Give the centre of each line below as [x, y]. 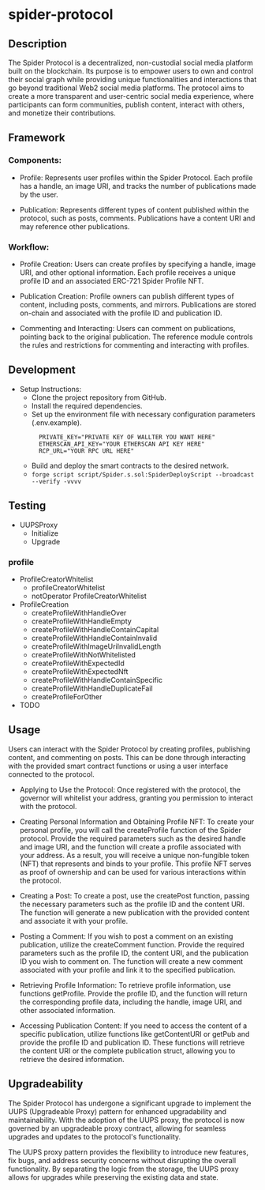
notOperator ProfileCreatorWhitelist [89, 596]
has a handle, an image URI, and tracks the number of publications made [138, 186]
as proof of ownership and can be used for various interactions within [133, 872]
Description [37, 44]
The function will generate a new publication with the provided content [134, 912]
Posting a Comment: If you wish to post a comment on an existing [126, 936]
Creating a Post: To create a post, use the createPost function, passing [134, 895]
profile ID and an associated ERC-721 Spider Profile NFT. [112, 281]
